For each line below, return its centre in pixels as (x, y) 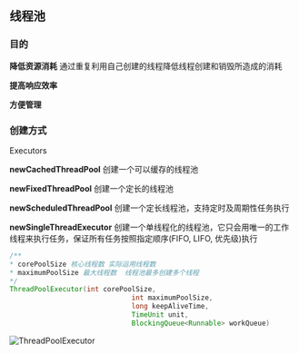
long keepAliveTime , (170, 307)
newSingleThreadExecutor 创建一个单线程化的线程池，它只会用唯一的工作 (149, 227)
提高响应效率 (33, 85)
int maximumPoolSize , (172, 298)
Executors (28, 150)
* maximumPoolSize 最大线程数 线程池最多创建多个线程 (105, 272)
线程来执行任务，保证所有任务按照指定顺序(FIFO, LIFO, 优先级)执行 (134, 238)
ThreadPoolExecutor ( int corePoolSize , (83, 290)
